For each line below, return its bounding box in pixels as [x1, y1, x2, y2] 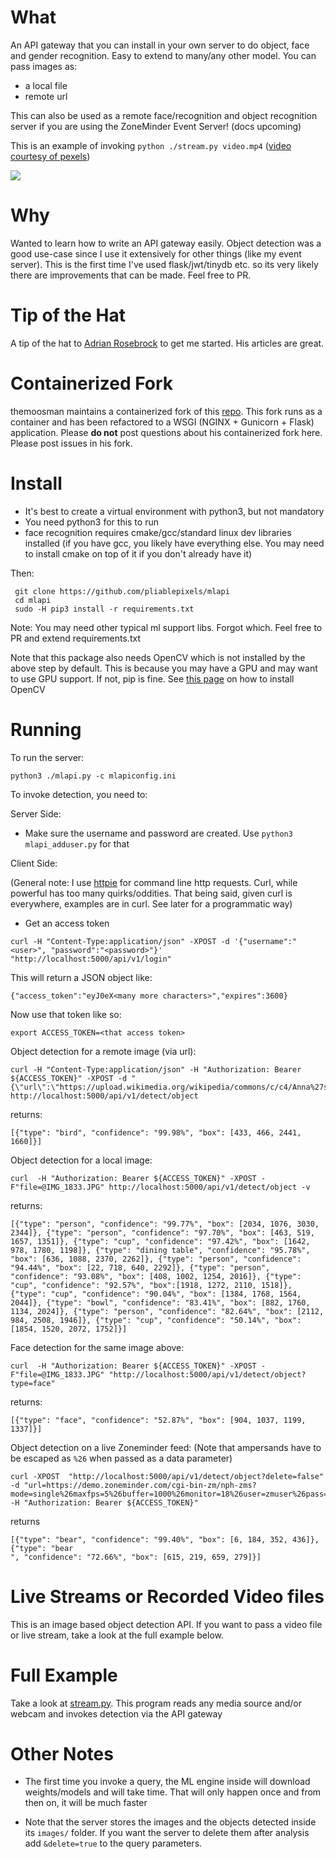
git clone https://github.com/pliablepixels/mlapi [14, 586, 230, 596]
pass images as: [10, 60, 78, 72]
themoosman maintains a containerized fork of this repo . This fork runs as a [10, 405, 323, 417]
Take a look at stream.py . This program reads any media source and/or [10, 1697, 302, 1709]
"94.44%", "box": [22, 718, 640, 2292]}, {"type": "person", [10, 1262, 271, 1273]
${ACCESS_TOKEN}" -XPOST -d [10, 1073, 128, 1083]
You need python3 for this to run [24, 516, 159, 528]
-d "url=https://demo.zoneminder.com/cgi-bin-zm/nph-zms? [10, 1480, 257, 1490]
